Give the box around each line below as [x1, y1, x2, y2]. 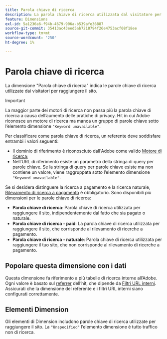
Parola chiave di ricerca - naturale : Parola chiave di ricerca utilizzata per [12, 236, 163, 242]
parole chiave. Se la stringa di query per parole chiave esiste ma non [12, 164, 154, 170]
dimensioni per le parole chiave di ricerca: [5, 195, 91, 201]
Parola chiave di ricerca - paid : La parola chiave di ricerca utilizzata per [12, 220, 160, 226]
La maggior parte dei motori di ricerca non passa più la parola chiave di [5, 107, 152, 113]
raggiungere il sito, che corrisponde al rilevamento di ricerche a [12, 226, 143, 232]
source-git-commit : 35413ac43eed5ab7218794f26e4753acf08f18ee [5, 26, 137, 31]
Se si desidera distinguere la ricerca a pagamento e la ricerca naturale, [5, 184, 151, 190]
